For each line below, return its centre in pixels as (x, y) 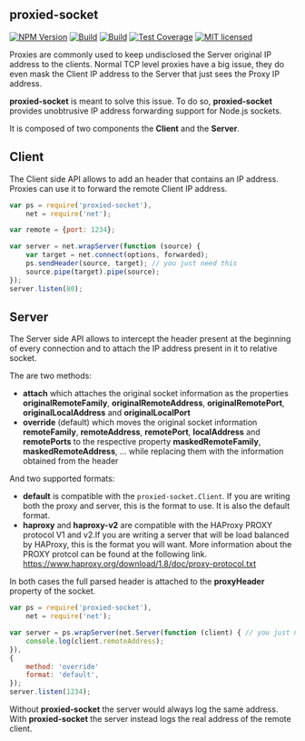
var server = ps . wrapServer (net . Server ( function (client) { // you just (150, 633)
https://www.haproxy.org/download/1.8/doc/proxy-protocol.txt (139, 564)
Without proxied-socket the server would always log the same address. (144, 709)
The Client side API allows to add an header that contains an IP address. (144, 179)
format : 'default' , (63, 675)
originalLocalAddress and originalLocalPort (106, 413)
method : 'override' (63, 666)
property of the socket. (53, 591)
